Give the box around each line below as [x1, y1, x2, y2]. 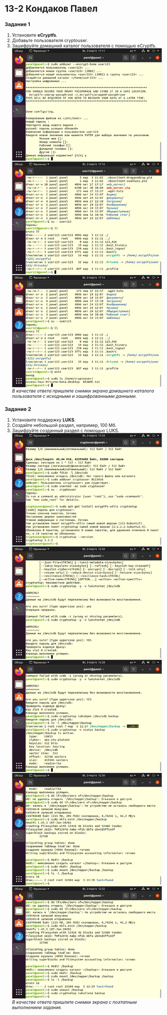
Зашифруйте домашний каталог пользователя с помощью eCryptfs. [11, 43, 157, 49]
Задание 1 [4, 21, 30, 28]
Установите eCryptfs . [11, 32, 58, 38]
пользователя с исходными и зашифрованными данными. [11, 393, 137, 399]
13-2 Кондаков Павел [4, 3, 98, 14]
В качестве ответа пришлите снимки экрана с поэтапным [11, 999, 137, 1005]
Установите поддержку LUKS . [11, 417, 76, 423]
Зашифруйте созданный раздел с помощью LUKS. [11, 428, 119, 434]
